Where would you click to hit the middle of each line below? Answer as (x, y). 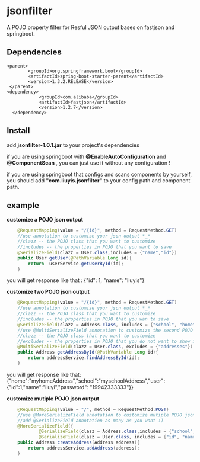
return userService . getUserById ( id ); (76, 264)
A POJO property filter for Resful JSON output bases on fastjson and (91, 27)
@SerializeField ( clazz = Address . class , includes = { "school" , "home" (107, 325)
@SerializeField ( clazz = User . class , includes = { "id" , (109, 437)
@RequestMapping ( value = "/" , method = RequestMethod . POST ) (93, 409)
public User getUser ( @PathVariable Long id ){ (75, 258)
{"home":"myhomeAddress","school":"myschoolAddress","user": (86, 381)
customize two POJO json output (48, 292)
